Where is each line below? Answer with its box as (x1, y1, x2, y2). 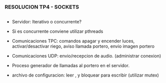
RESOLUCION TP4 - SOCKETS (4, 3, 79, 10)
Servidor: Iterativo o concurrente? (11, 19, 82, 25)
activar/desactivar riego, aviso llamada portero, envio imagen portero (11, 43, 154, 49)
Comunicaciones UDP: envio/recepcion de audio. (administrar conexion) (11, 53, 161, 59)
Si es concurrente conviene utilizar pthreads (11, 28, 103, 34)
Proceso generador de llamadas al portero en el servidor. (11, 63, 129, 69)
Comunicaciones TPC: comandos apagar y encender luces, (11, 38, 135, 44)
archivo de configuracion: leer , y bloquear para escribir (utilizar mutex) (11, 72, 159, 78)
